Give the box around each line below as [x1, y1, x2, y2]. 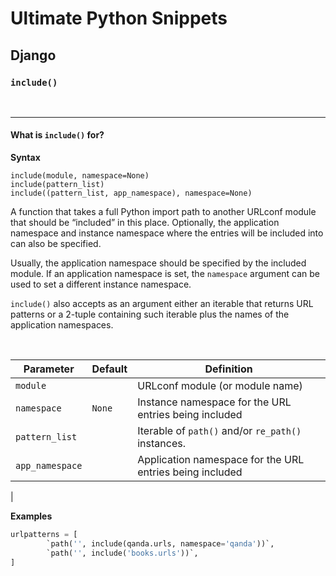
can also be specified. [10, 238, 102, 250]
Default [91, 362, 128, 376]
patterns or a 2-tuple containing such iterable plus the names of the [10, 308, 290, 321]
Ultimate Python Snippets [10, 7, 228, 30]
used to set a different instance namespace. [10, 278, 192, 291]
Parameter [23, 362, 75, 376]
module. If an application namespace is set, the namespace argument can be [10, 268, 321, 280]
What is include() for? [10, 129, 105, 141]
